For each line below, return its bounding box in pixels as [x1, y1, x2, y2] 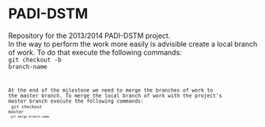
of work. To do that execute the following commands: [8, 47, 182, 57]
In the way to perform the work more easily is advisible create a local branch [8, 39, 258, 48]
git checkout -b [8, 56, 62, 64]
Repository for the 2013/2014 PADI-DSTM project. [8, 31, 171, 40]
